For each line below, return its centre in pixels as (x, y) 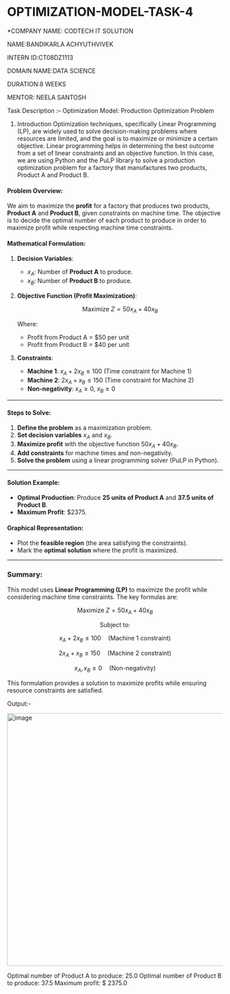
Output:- (19, 703)
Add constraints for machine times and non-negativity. (95, 452)
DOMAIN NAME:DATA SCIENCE (51, 71)
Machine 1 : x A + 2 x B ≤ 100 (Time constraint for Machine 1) (110, 372)
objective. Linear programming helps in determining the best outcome (115, 145)
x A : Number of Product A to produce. (80, 273)
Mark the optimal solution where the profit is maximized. (97, 550)
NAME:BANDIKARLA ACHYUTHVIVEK (61, 44)
